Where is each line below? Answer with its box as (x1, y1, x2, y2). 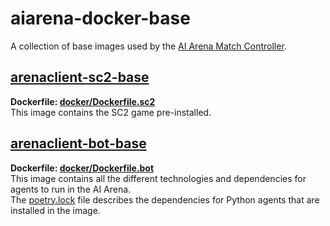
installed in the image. (10, 204, 101, 216)
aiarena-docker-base (10, 7, 191, 30)
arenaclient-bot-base (10, 135, 147, 152)
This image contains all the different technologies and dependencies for (10, 172, 307, 184)
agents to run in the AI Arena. (10, 183, 132, 195)
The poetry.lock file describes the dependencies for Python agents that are (10, 193, 320, 206)
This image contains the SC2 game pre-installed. (10, 106, 212, 118)
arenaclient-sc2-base (10, 69, 150, 86)
